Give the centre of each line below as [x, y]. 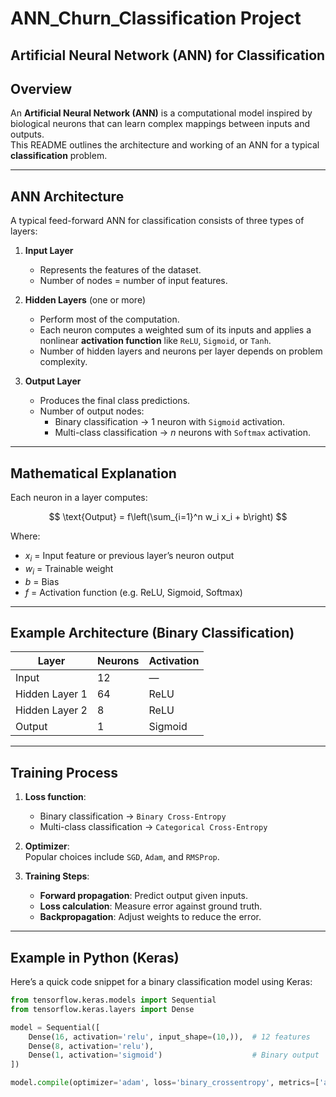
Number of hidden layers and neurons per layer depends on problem [181, 351]
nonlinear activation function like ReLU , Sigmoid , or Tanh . [155, 341]
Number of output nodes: [92, 411]
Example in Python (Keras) [95, 957]
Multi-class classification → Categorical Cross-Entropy [153, 827]
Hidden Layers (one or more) [85, 300]
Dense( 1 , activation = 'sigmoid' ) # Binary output [174, 1055]
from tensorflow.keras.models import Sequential [113, 1000]
